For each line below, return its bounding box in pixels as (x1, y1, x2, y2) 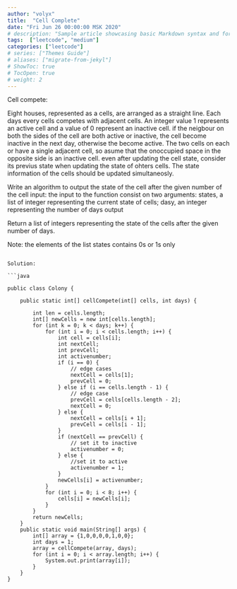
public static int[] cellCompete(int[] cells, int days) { (20, 298, 197, 305)
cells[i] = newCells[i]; (57, 496, 131, 503)
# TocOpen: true (7, 69, 55, 76)
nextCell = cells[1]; (70, 372, 134, 379)
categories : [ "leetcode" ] (7, 43, 83, 50)
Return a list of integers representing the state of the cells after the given (7, 219, 219, 228)
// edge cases (70, 366, 112, 373)
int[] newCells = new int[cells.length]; (32, 316, 157, 323)
